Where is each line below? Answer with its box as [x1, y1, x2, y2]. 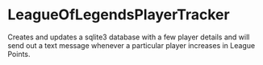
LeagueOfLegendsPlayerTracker [7, 6, 231, 24]
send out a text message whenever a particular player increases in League [7, 40, 256, 50]
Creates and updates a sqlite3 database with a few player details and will [7, 32, 250, 42]
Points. [7, 49, 31, 59]
